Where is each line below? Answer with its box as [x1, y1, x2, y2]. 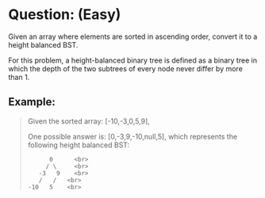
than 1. [8, 72, 30, 82]
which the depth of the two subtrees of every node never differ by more [8, 63, 244, 73]
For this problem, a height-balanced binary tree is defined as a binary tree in [8, 55, 258, 65]
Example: [8, 95, 56, 109]
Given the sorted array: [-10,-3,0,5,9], [27, 116, 151, 126]
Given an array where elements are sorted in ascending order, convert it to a [8, 32, 258, 41]
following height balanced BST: [27, 140, 130, 150]
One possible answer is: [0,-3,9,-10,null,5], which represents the [27, 131, 238, 141]
